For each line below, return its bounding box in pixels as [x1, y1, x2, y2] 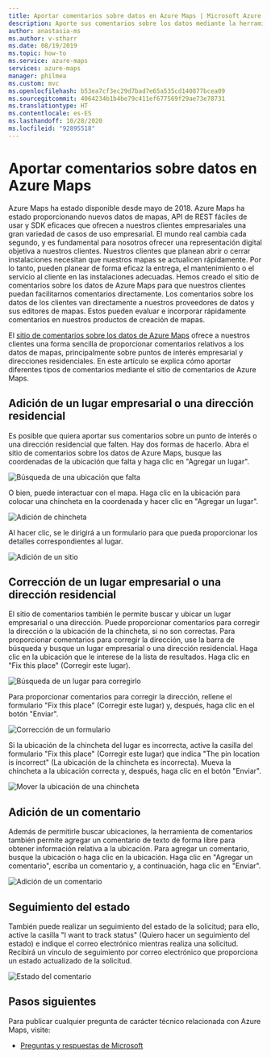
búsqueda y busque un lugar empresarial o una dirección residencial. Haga [8, 644, 258, 653]
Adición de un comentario [8, 805, 141, 819]
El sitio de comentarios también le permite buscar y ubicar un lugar [8, 609, 231, 619]
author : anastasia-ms [8, 27, 81, 35]
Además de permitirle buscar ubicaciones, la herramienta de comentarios [8, 827, 253, 837]
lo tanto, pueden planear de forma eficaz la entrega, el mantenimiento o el [8, 263, 255, 273]
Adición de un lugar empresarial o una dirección [8, 397, 254, 410]
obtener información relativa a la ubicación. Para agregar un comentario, [8, 844, 250, 854]
